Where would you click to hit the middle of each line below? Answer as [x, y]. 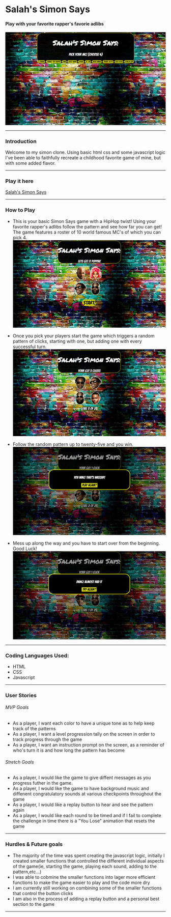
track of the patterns [34, 729]
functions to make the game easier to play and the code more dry [81, 882]
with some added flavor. [31, 163]
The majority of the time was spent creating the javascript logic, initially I [89, 855]
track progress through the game [47, 739]
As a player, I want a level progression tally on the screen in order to [84, 734]
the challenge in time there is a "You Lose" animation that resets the [84, 821]
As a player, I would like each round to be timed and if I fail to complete [87, 816]
